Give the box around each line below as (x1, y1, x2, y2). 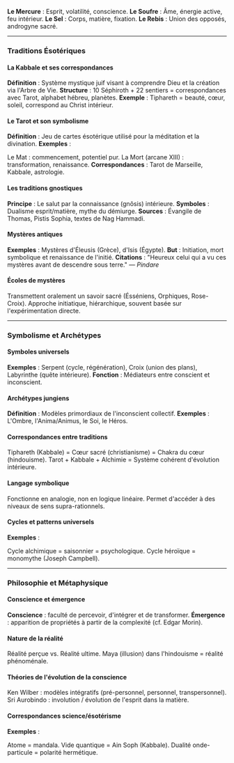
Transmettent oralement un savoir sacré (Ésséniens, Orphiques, (7, 292, 190, 300)
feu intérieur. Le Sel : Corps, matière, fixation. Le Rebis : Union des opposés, (7, 15, 226, 23)
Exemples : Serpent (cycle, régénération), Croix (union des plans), (7, 363, 198, 372)
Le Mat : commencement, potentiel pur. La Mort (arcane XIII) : (7, 153, 185, 162)
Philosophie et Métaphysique (7, 578, 109, 588)
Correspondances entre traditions (7, 432, 108, 441)
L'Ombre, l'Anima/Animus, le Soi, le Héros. (7, 417, 128, 425)
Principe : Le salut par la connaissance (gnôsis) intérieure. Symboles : (7, 199, 210, 207)
